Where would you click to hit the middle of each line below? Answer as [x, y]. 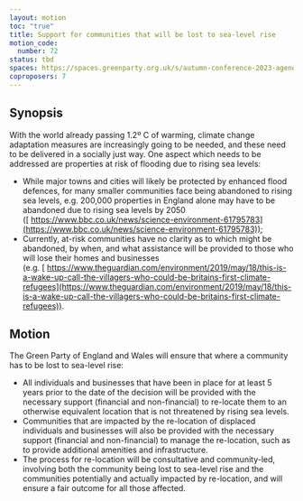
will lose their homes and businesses [91, 257]
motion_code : [34, 43]
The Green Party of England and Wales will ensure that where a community [149, 356]
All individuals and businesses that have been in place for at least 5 [147, 383]
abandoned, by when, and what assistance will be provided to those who [158, 248]
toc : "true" [32, 26]
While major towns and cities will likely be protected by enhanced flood [155, 181]
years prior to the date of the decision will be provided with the [139, 393]
